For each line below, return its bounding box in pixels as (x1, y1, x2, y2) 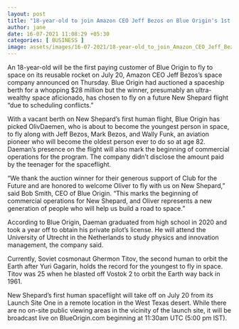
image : (7, 43, 27, 51)
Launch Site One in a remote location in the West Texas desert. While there (7, 298, 227, 307)
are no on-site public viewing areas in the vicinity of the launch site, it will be (7, 306, 231, 314)
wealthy (7, 93, 31, 102)
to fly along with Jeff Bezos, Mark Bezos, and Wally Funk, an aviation (7, 130, 210, 138)
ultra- (195, 86, 212, 94)
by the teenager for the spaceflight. (7, 160, 112, 168)
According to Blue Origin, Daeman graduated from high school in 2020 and (7, 218, 228, 226)
